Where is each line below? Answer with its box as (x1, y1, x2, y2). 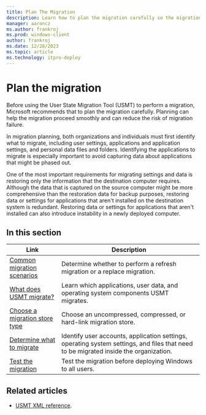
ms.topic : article (6, 49, 53, 55)
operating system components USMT (61, 289, 169, 297)
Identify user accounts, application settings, (61, 332, 188, 340)
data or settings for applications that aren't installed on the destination (6, 197, 184, 204)
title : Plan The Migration (6, 9, 75, 15)
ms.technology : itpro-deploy (6, 55, 81, 61)
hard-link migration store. (61, 318, 135, 327)
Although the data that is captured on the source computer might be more (6, 183, 193, 191)
